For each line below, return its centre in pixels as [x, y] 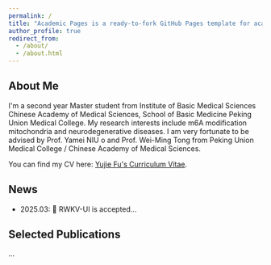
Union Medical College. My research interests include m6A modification [128, 123]
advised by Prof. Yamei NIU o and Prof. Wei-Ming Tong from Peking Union [131, 140]
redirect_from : [34, 38]
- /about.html [39, 53]
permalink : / [30, 16]
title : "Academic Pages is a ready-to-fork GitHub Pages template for [129, 23]
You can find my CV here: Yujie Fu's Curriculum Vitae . [98, 164]
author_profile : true [45, 31]
